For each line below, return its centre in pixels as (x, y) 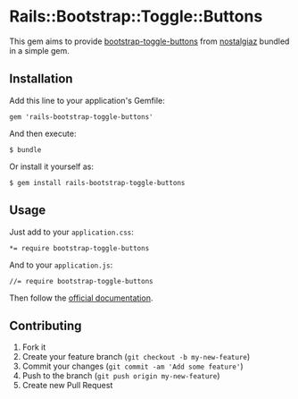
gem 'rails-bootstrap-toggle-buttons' (81, 117)
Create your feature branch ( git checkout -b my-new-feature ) (136, 357)
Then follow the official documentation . (81, 298)
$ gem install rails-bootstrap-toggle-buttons (97, 183)
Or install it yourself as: (51, 166)
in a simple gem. (39, 50)
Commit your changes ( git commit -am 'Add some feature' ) (132, 366)
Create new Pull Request (67, 386)
